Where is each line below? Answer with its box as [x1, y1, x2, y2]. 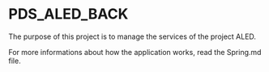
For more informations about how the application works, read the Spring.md [8, 47, 262, 57]
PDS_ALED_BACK [8, 5, 129, 23]
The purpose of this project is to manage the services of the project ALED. [8, 32, 257, 41]
